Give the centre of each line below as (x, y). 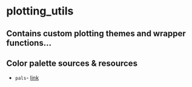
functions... (29, 43)
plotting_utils (40, 11)
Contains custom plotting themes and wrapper (96, 34)
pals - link (27, 78)
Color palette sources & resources (72, 63)
